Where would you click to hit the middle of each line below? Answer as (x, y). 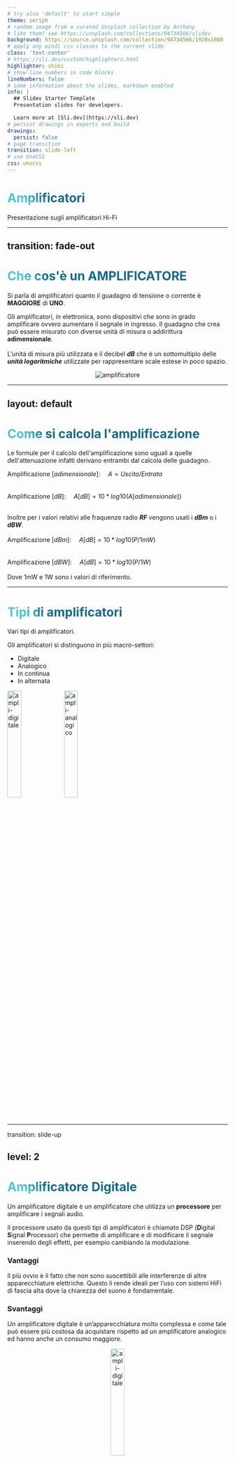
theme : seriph (28, 20)
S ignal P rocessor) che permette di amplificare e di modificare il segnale (110, 1234)
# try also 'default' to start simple (64, 14)
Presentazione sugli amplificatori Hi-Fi (62, 217)
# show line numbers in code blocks (60, 72)
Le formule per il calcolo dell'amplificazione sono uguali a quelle (100, 453)
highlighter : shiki (36, 66)
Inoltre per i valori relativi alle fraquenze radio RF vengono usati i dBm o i (112, 518)
